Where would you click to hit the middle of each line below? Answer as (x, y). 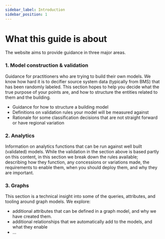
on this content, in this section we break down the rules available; (72, 157)
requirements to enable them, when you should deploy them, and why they (81, 168)
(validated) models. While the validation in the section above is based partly (82, 152)
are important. (20, 173)
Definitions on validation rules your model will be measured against (81, 112)
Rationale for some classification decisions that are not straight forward (85, 118)
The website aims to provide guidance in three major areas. (65, 53)
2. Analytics (20, 135)
